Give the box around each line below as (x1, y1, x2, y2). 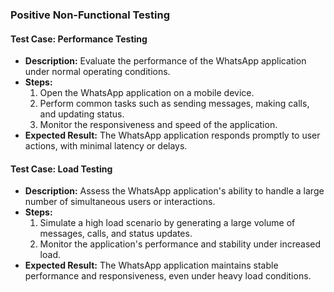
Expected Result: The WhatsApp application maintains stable (24, 259, 279, 272)
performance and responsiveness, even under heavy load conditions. (24, 270, 312, 282)
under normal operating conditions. (24, 66, 171, 78)
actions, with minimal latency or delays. (24, 140, 188, 152)
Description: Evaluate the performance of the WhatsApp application (24, 55, 307, 67)
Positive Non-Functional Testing (10, 8, 170, 22)
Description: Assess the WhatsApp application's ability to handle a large (24, 185, 325, 197)
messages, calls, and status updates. (39, 228, 193, 240)
